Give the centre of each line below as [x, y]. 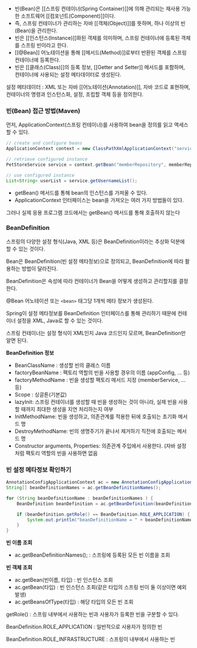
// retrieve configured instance [47, 159]
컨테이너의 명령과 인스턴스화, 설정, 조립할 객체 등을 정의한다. [75, 94]
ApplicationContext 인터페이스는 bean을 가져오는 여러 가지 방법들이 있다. [99, 200]
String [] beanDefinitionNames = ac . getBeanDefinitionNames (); [84, 488]
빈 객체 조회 [19, 568]
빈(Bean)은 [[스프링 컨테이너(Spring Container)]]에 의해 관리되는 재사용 [97, 8]
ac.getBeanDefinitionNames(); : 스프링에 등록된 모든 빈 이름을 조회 [92, 555]
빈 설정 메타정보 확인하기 [39, 469]
